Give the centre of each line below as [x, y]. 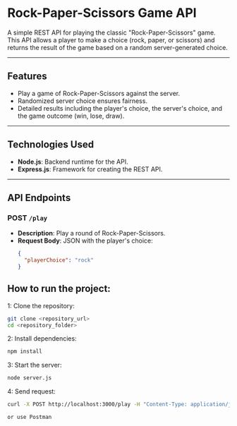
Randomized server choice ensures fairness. [83, 101]
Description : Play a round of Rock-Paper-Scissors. [91, 233]
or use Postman [30, 418]
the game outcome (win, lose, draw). [71, 116]
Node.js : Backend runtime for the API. [73, 162]
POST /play [28, 218]
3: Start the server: [35, 365]
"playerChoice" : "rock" [59, 260]
